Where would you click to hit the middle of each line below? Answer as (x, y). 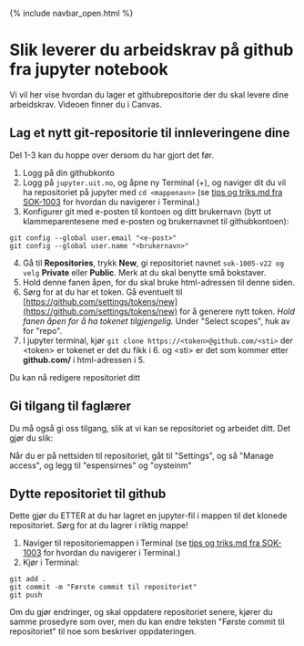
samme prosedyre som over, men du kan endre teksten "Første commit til (147, 622)
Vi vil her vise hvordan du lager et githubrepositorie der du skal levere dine (149, 94)
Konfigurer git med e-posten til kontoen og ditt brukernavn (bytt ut (147, 211)
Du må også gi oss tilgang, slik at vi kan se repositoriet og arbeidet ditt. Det (150, 428)
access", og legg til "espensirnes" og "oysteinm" (101, 465)
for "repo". (42, 330)
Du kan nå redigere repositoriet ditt (75, 377)
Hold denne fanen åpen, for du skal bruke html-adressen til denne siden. (159, 282)
